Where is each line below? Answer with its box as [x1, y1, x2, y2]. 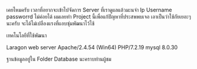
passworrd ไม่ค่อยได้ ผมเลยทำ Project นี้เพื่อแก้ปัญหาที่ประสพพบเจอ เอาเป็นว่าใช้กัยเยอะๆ [6, 13, 192, 20]
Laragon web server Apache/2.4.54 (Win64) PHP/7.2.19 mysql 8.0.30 [6, 44, 178, 51]
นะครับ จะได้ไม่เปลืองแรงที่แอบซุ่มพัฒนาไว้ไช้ [6, 20, 95, 27]
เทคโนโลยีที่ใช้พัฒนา [6, 32, 47, 39]
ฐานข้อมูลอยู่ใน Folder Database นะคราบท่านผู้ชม [6, 55, 112, 62]
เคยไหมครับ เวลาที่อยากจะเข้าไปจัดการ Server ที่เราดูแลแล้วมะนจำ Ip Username [6, 7, 172, 13]
